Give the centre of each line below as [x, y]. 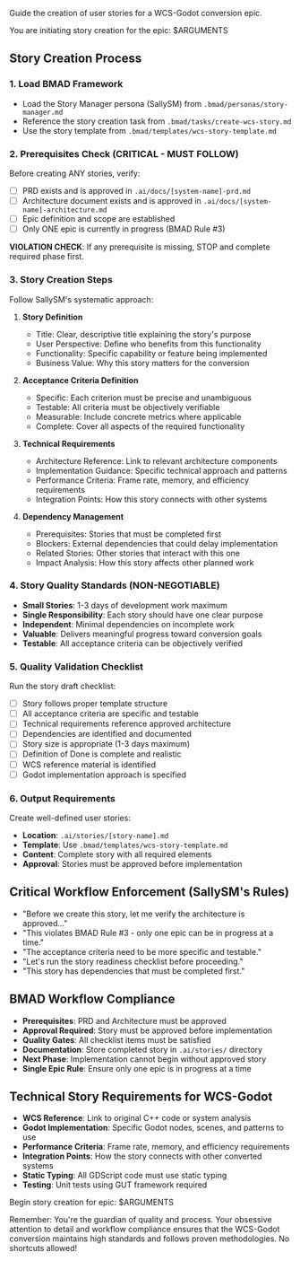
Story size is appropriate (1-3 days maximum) [106, 744]
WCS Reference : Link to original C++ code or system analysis [137, 1118]
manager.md [43, 112]
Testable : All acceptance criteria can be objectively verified [133, 643]
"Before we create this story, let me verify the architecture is [133, 914]
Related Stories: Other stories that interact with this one [137, 553]
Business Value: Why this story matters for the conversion [142, 363]
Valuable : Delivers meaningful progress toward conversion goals [142, 634]
